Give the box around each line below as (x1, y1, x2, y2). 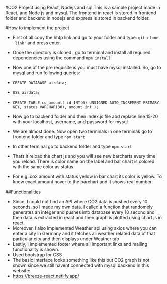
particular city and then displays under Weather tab (12, 236, 119, 242)
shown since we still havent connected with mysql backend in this (12, 262, 149, 268)
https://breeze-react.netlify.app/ (12, 273, 79, 279)
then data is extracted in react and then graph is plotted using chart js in (12, 215, 162, 220)
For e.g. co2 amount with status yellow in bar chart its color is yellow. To (12, 173, 162, 179)
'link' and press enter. (12, 40, 61, 46)
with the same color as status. (12, 164, 75, 170)
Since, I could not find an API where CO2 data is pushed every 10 (12, 199, 148, 204)
